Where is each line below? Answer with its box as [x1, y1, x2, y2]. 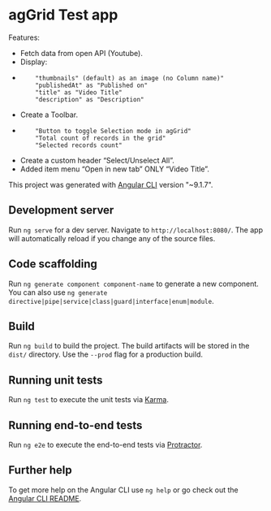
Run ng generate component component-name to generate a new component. [8, 279, 260, 288]
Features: [8, 32, 41, 42]
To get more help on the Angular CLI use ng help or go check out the [8, 485, 239, 495]
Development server [8, 203, 114, 217]
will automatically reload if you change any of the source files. [8, 233, 216, 243]
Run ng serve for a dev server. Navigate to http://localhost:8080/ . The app [8, 225, 264, 235]
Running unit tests [8, 373, 103, 387]
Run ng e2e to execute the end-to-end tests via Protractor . [8, 440, 203, 449]
